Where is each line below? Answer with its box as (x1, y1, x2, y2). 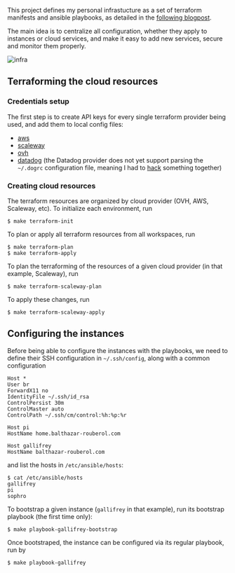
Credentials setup (7, 97, 70, 106)
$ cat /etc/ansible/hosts (7, 474, 83, 481)
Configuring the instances (7, 328, 125, 340)
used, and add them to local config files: (7, 120, 124, 128)
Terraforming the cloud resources (7, 76, 159, 88)
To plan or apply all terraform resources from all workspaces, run (7, 230, 196, 238)
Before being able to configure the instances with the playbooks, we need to (7, 346, 228, 354)
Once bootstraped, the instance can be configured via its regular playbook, (7, 538, 224, 546)
